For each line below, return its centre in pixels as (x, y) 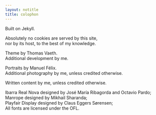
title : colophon (22, 14)
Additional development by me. (37, 58)
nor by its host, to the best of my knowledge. (51, 43)
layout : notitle (22, 10)
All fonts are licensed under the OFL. (42, 108)
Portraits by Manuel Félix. (31, 68)
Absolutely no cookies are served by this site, (51, 38)
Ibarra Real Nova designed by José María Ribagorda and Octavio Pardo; (78, 92)
